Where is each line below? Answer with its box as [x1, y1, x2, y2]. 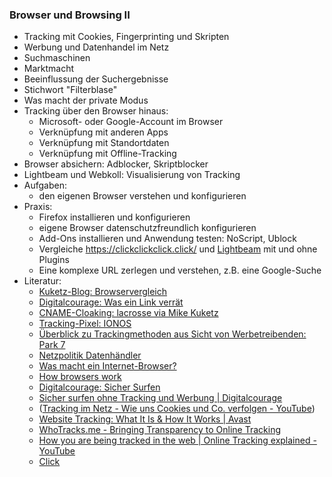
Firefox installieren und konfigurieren [38, 211, 191, 223]
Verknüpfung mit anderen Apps [38, 126, 169, 138]
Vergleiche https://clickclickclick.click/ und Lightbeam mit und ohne [38, 243, 318, 255]
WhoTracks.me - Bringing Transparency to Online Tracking [38, 424, 282, 436]
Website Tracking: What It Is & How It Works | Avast [38, 413, 252, 425]
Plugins [38, 254, 70, 266]
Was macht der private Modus [23, 94, 149, 107]
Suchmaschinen [23, 52, 91, 64]
